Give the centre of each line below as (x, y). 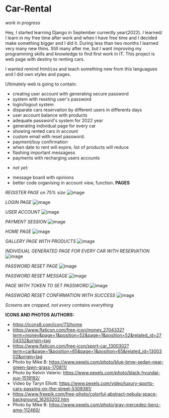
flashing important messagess (44, 152)
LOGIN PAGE (18, 202)
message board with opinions (43, 177)
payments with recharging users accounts (56, 158)
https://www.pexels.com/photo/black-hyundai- (111, 372)
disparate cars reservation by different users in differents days (77, 110)
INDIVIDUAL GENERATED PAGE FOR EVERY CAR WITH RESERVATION (77, 251)
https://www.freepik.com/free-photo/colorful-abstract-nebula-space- (85, 394)
